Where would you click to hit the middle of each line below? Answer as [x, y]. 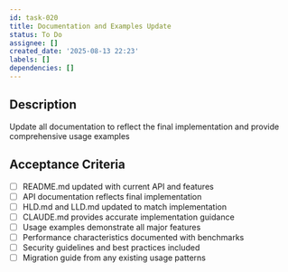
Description [43, 105]
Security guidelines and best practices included [111, 247]
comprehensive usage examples [70, 136]
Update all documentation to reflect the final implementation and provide [144, 127]
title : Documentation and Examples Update [90, 26]
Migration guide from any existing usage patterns [114, 258]
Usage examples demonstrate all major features [111, 227]
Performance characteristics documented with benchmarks [133, 237]
